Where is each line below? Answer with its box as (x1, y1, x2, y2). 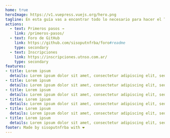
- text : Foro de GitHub (10, 36, 60, 41)
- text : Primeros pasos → (10, 26, 65, 31)
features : (5, 64, 26, 69)
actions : (5, 21, 24, 27)
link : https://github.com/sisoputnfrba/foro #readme (14, 40, 125, 45)
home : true (5, 7, 28, 13)
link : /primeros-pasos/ (14, 31, 65, 36)
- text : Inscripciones (10, 50, 58, 55)
